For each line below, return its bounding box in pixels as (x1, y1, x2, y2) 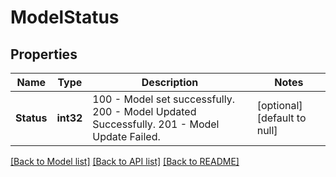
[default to (256, 111, 307, 125)
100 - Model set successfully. (92, 92, 235, 106)
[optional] (256, 99, 303, 112)
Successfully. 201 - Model (92, 117, 220, 131)
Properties (10, 46, 78, 63)
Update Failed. (92, 130, 161, 143)
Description (141, 76, 199, 89)
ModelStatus (10, 6, 120, 29)
